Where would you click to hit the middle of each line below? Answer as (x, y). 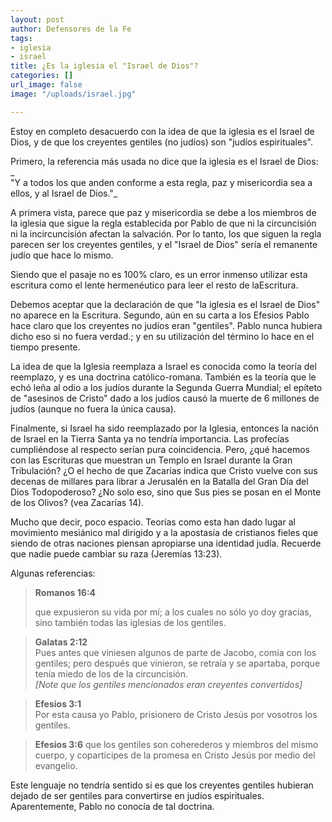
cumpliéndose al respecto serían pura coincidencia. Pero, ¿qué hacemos (160, 449)
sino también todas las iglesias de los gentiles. (130, 622)
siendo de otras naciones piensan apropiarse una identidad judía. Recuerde (166, 543)
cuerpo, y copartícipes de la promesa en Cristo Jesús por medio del (175, 755)
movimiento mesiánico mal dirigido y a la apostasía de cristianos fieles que (164, 532)
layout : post (37, 19)
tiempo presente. (45, 347)
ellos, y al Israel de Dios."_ (64, 193)
